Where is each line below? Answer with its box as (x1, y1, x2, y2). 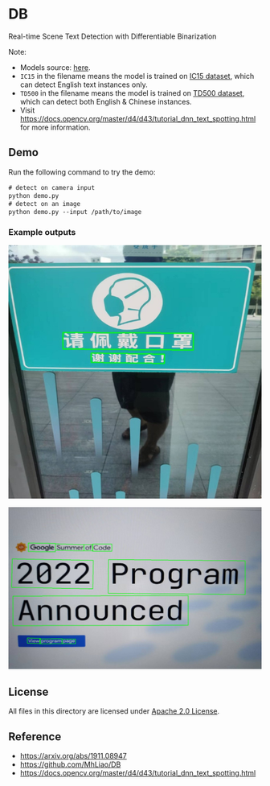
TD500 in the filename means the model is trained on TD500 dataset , (19, 88, 245, 97)
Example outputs (8, 226, 76, 237)
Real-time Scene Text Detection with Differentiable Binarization (8, 31, 217, 41)
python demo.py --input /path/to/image (8, 208, 142, 216)
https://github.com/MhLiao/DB (19, 759, 121, 769)
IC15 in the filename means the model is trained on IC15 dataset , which (19, 71, 255, 80)
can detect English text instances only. (19, 80, 148, 89)
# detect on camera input (8, 183, 95, 191)
